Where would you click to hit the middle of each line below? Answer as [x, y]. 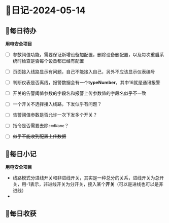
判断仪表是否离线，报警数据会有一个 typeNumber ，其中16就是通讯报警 [87, 83]
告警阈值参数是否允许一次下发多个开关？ [55, 115]
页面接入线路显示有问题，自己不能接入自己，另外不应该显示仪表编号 [84, 72]
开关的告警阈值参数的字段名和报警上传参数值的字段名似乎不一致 [79, 93]
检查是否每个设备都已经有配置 [53, 61]
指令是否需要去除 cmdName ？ [41, 126]
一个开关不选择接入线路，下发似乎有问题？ [57, 104]
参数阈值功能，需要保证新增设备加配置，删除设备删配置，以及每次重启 [86, 54]
